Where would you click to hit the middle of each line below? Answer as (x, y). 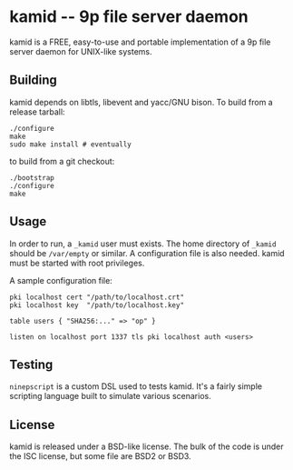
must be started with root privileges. (77, 263)
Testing (31, 364)
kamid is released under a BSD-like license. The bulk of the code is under (146, 446)
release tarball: (37, 112)
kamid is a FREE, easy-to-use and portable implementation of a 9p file (140, 42)
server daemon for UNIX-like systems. (81, 51)
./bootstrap (32, 178)
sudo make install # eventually (70, 144)
